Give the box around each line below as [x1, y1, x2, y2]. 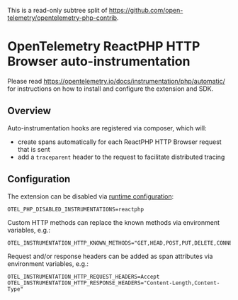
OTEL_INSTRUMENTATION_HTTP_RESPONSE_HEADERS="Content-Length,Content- [7, 279, 220, 287]
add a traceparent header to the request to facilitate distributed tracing [17, 152, 225, 161]
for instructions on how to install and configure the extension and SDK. [7, 84, 214, 93]
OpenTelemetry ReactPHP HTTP [7, 38, 200, 55]
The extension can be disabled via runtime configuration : [7, 191, 174, 201]
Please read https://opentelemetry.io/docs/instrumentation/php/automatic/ [7, 77, 225, 85]
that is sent [17, 145, 51, 153]
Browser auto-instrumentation [7, 53, 191, 70]
